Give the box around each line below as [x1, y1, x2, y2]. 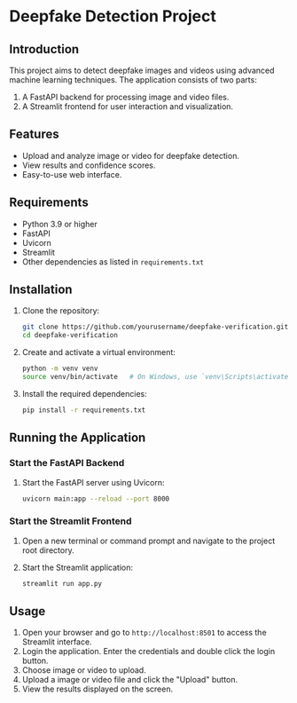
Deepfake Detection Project [9, 6, 217, 27]
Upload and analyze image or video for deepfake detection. [21, 150, 239, 161]
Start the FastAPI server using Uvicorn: [21, 477, 166, 487]
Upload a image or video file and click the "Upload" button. [21, 675, 238, 685]
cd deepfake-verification [21, 331, 118, 340]
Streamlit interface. [21, 636, 92, 647]
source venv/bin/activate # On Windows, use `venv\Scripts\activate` [21, 373, 293, 382]
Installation [9, 282, 73, 297]
